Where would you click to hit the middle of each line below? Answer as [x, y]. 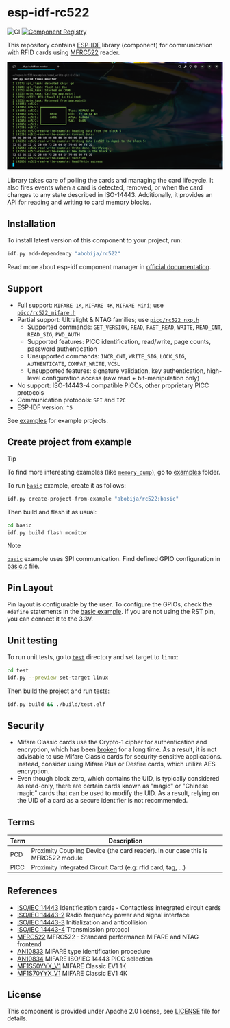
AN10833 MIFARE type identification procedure [84, 951]
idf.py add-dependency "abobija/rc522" [64, 254]
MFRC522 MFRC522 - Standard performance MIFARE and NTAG [108, 937]
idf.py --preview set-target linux [58, 678]
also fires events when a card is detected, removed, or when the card [105, 187]
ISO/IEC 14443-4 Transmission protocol [73, 929]
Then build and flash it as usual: [52, 512]
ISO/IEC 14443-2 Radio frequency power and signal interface [103, 915]
